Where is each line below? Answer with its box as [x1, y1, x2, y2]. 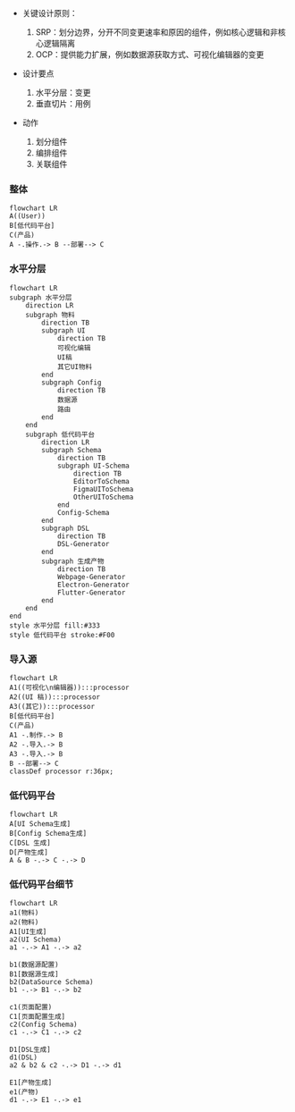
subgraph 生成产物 [41, 557, 105, 566]
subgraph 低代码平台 [25, 430, 96, 439]
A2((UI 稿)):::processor [9, 692, 101, 702]
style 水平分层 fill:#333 [9, 620, 101, 630]
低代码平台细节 [9, 879, 74, 891]
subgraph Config [41, 378, 102, 387]
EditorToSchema [72, 476, 130, 485]
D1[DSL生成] [9, 1045, 51, 1055]
